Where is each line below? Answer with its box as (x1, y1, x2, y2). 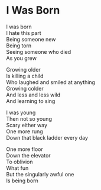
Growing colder (6, 85, 44, 92)
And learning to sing (6, 97, 56, 104)
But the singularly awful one (6, 170, 74, 178)
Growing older (6, 66, 41, 73)
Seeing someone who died (6, 48, 71, 55)
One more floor (6, 146, 43, 153)
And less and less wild (6, 91, 61, 98)
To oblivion (6, 158, 33, 165)
